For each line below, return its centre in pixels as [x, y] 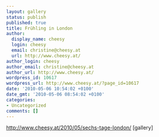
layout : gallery [26, 12]
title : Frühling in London [39, 28]
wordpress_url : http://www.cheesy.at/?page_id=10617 [73, 84]
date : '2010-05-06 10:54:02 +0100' [50, 89]
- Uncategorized [26, 105]
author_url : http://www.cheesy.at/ [50, 72]
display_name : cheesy [38, 39]
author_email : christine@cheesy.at [50, 67]
